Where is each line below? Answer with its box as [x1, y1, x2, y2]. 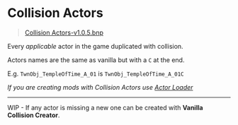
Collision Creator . [7, 111, 60, 119]
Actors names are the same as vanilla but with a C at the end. [7, 55, 185, 64]
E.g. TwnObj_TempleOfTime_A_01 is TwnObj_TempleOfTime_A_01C [7, 69, 184, 78]
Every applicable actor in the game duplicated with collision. [7, 42, 183, 50]
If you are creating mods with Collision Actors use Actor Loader [7, 83, 193, 91]
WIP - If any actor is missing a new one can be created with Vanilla [7, 103, 203, 112]
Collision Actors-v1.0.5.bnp [24, 28, 104, 37]
